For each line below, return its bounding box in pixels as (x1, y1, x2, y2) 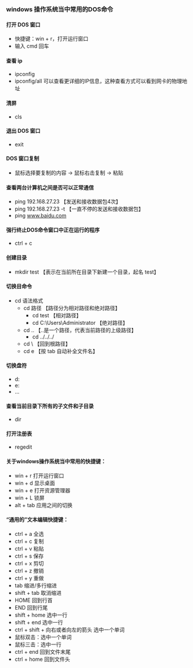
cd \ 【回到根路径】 (23, 340, 71, 347)
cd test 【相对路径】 (32, 311, 82, 319)
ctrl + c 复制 (14, 538, 44, 545)
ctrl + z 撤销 (14, 567, 44, 574)
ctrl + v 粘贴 (14, 545, 44, 552)
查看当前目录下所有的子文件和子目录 (6, 402, 94, 409)
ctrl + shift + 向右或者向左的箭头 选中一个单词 (14, 626, 125, 633)
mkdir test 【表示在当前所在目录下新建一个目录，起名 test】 (14, 268, 159, 275)
